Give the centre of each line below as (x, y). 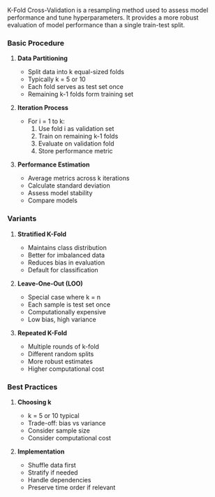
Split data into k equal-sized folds (76, 72)
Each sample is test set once (69, 304)
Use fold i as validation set (76, 129)
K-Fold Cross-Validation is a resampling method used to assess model (108, 10)
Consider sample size (59, 430)
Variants (22, 218)
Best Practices (32, 386)
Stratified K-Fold (42, 234)
